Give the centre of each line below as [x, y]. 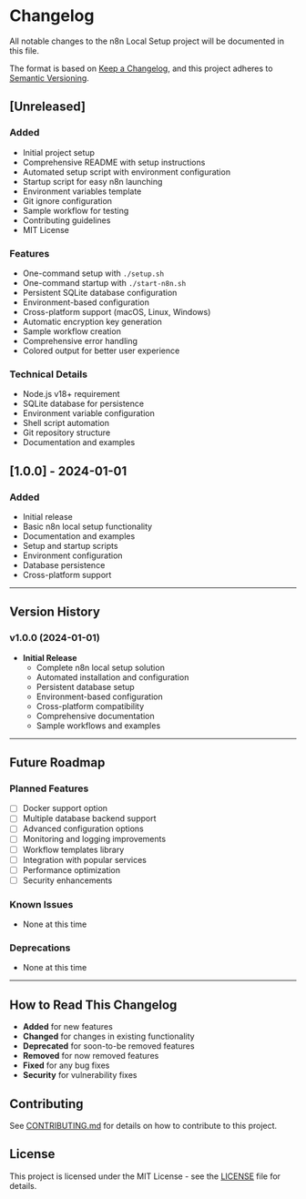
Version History [55, 612]
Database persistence [64, 564]
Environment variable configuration [88, 413]
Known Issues [41, 904]
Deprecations [40, 948]
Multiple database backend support [89, 818]
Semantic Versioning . [49, 77]
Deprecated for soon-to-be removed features [108, 1046]
